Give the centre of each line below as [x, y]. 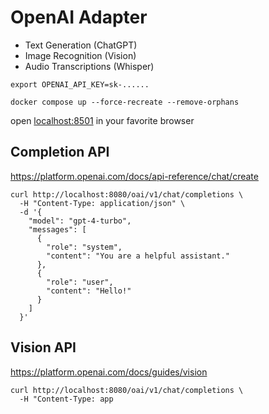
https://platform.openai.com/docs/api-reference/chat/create [134, 176]
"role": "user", [80, 282]
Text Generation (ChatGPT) [81, 45]
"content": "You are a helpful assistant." [138, 256]
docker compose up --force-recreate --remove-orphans [125, 102]
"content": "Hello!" [89, 291]
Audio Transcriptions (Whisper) [89, 66]
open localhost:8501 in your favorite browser [102, 120]
